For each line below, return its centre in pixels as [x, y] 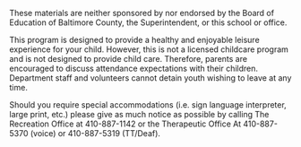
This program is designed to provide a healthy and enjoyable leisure [134, 40]
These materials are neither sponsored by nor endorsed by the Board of [142, 13]
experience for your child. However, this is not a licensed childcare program [149, 49]
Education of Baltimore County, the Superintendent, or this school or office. [148, 22]
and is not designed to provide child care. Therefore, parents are [129, 59]
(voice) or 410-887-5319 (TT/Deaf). [95, 133]
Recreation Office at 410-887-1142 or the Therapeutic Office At [125, 124]
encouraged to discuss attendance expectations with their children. [133, 68]
